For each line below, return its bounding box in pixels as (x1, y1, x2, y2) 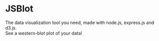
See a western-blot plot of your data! (5, 30, 83, 36)
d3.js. (5, 24, 17, 30)
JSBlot (5, 3, 34, 14)
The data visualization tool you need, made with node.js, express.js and (5, 19, 154, 25)
